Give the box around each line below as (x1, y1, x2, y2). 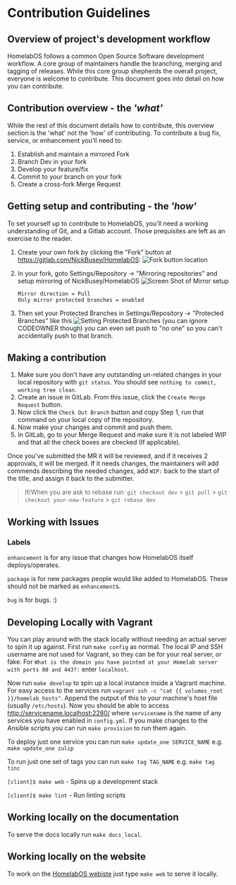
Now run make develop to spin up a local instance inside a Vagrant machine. (7, 679, 227, 687)
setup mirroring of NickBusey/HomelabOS (17, 276, 139, 285)
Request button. (17, 401, 63, 409)
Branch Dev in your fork (17, 157, 87, 165)
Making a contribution (7, 352, 107, 364)
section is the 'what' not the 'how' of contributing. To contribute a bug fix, (7, 129, 221, 137)
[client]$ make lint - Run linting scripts (7, 790, 126, 799)
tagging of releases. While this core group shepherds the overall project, (7, 67, 218, 75)
